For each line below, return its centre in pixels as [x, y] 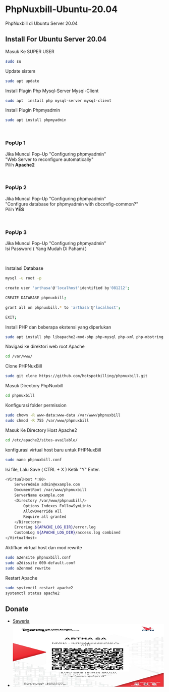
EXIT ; [11, 317]
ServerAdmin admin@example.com [47, 484]
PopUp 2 [16, 187]
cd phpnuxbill [20, 396]
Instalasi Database [24, 268]
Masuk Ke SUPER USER [30, 51]
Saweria [21, 621]
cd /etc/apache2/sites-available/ [42, 440]
